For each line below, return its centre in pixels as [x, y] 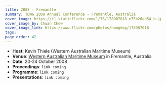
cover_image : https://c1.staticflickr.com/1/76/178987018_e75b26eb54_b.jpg [85, 19]
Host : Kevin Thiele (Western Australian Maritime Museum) [71, 51]
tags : [11, 32]
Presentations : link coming [41, 77]
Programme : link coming [38, 72]
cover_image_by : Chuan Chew [34, 23]
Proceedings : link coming [39, 66]
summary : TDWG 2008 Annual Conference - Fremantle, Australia [70, 14]
